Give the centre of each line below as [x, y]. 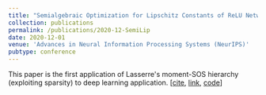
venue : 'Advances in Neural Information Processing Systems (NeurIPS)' [129, 45]
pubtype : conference [42, 52]
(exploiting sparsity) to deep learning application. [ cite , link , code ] [116, 82]
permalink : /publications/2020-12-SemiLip [79, 30]
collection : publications [51, 23]
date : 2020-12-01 [37, 37]
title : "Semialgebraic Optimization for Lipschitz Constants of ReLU [125, 15]
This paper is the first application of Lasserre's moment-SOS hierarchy [123, 74]
